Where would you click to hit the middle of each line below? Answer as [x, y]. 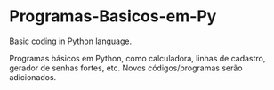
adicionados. [33, 77]
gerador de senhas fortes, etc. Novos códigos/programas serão [126, 68]
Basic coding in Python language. [70, 41]
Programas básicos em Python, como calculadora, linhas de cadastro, [137, 58]
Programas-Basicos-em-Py [113, 16]
